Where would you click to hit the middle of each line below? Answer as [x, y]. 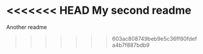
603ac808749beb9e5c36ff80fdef [155, 38]
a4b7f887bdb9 [131, 45]
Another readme [27, 27]
